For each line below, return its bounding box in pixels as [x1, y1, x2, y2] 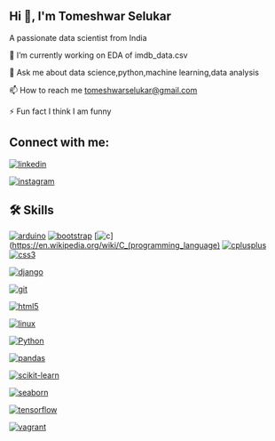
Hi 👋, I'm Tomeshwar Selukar [9, 9, 171, 24]
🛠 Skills [9, 203, 55, 218]
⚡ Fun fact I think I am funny [9, 106, 112, 116]
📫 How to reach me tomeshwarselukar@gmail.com [9, 84, 198, 95]
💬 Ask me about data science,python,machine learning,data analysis [9, 67, 260, 77]
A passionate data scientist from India [9, 32, 148, 43]
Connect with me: [9, 135, 110, 150]
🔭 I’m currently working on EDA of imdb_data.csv [9, 50, 188, 60]
